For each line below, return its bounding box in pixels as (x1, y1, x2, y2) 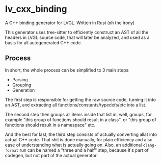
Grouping (12, 82, 31, 88)
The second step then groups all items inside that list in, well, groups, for (5, 111, 152, 117)
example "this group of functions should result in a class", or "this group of (5, 117, 156, 123)
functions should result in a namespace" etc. (5, 122, 96, 128)
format (5, 148, 19, 153)
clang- (143, 143, 157, 148)
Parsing (12, 76, 28, 82)
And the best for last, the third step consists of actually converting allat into (5, 131, 157, 137)
